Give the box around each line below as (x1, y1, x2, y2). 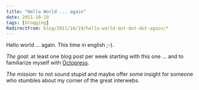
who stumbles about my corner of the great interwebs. (6, 77, 140, 84)
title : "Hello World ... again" (6, 8, 86, 15)
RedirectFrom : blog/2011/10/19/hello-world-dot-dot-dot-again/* (6, 25, 169, 31)
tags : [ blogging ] (6, 20, 49, 25)
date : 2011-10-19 (6, 14, 49, 20)
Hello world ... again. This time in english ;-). (6, 41, 114, 49)
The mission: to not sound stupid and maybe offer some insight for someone (6, 70, 194, 78)
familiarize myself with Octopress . (6, 59, 90, 66)
